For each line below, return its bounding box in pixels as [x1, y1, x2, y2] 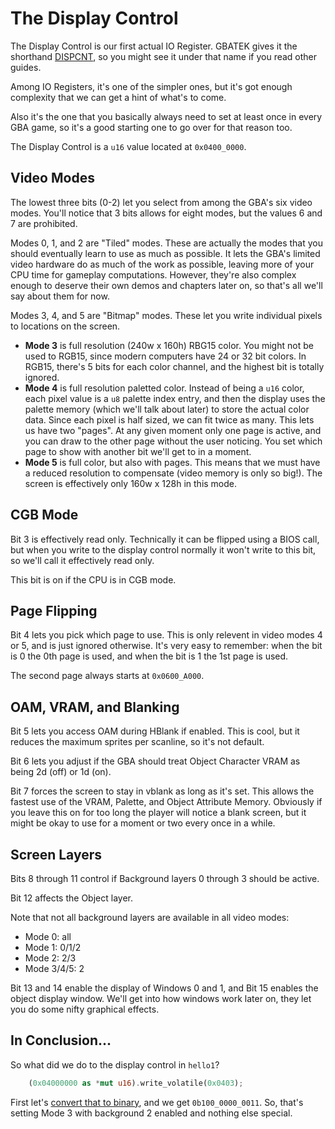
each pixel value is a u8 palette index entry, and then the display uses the [24, 392, 326, 404]
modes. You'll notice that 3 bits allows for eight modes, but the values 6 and [10, 207, 323, 219]
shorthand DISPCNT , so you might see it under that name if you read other [10, 50, 318, 62]
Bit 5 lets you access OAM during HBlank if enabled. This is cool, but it [10, 725, 300, 737]
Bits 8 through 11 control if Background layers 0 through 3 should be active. [10, 873, 320, 884]
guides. [10, 61, 42, 73]
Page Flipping [10, 602, 98, 619]
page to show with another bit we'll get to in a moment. [24, 445, 252, 457]
